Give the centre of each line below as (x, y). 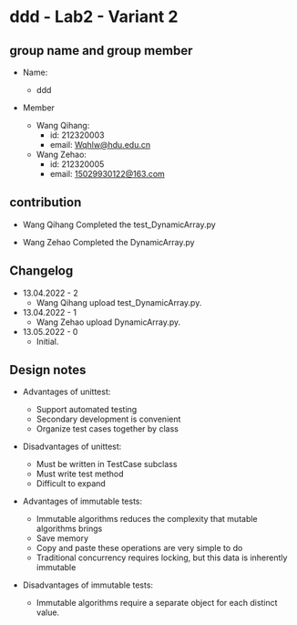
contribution (46, 203)
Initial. (47, 341)
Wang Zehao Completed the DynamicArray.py (108, 242)
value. (48, 612)
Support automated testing (87, 410)
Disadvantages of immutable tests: (87, 585)
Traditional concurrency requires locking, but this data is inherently (162, 557)
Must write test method (80, 474)
